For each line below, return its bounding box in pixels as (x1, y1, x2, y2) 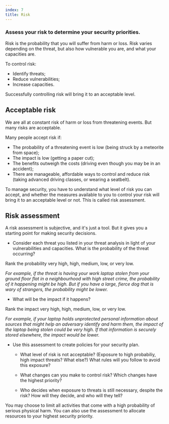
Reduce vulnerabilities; (12, 76, 60, 82)
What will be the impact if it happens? (12, 296, 91, 302)
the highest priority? (20, 378, 62, 384)
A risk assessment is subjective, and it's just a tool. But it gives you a (5, 225, 147, 231)
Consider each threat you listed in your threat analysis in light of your (12, 240, 156, 246)
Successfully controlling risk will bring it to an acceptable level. (5, 91, 136, 97)
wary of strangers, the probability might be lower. (5, 287, 108, 293)
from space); (12, 150, 39, 156)
